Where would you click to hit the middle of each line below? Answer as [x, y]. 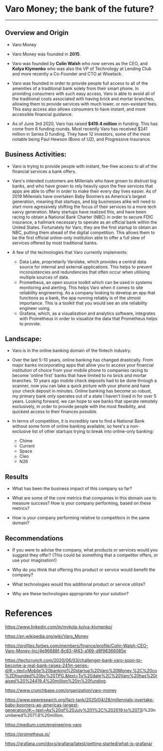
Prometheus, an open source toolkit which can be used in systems [86, 282]
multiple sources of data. [44, 277]
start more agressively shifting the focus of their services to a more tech [84, 206]
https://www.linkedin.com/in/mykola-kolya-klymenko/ [59, 626]
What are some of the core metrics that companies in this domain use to [84, 498]
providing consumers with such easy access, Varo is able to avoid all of [83, 93]
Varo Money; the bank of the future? [80, 9]
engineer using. [35, 308]
